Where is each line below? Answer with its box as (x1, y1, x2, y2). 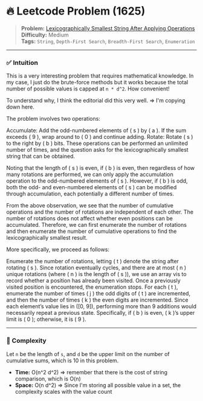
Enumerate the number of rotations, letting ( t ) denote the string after (6, 258, 179, 265)
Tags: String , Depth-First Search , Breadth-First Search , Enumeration (21, 38, 195, 45)
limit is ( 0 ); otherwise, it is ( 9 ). (6, 315, 86, 323)
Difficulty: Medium (21, 31, 69, 38)
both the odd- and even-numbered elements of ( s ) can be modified (6, 184, 177, 191)
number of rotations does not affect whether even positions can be (6, 215, 173, 222)
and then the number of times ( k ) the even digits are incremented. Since (6, 296, 188, 304)
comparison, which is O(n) (14, 375, 82, 382)
